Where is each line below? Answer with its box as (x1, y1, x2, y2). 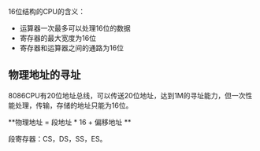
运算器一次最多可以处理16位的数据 (19, 24, 132, 33)
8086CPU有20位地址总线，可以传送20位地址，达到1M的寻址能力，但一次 (8, 90, 246, 100)
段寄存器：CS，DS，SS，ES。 (8, 134, 107, 143)
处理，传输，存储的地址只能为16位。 (14, 101, 133, 110)
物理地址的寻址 (8, 68, 81, 82)
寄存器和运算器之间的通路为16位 (19, 43, 124, 53)
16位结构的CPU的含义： (8, 7, 85, 16)
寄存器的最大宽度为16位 (19, 34, 97, 42)
